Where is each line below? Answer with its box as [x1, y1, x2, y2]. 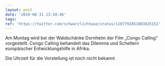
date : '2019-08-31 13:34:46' [5, 12, 66, 17]
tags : [5, 16, 17, 21]
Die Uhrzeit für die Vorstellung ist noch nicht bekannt [5, 55, 115, 61]
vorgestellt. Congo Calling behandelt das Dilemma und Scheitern [5, 40, 139, 46]
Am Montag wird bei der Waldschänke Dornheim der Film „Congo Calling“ [5, 35, 158, 41]
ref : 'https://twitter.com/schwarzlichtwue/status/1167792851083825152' [5, 21, 161, 26]
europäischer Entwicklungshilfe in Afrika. [5, 45, 91, 51]
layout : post [5, 7, 33, 12]
